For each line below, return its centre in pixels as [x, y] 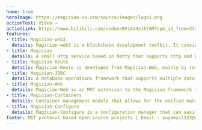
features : [19, 34]
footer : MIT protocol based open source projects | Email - [83, 117]
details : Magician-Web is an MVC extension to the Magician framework [102, 90]
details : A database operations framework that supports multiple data [103, 78]
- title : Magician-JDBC [36, 73]
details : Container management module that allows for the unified [98, 101]
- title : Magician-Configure [43, 106]
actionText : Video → [32, 23]
